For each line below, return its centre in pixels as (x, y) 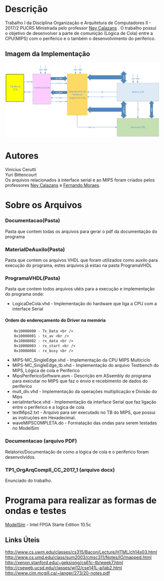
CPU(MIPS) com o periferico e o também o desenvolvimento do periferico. (81, 38)
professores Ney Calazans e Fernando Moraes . (53, 185)
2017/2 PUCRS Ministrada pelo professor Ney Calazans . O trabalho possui (81, 28)
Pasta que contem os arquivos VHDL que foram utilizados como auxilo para (82, 260)
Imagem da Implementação (48, 54)
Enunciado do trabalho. (29, 481)
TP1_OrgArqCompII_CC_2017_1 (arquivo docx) (60, 470)
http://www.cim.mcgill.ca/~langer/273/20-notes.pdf (58, 573)
